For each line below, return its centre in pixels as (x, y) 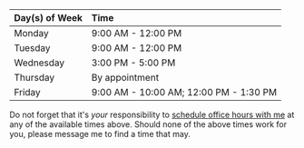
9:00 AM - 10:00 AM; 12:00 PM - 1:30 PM (184, 92)
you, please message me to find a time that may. (100, 134)
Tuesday (32, 48)
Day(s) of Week (49, 18)
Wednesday (39, 63)
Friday (27, 92)
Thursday (34, 78)
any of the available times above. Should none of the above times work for (148, 124)
